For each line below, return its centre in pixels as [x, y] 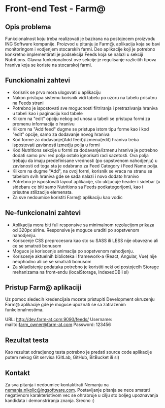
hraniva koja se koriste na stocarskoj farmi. [49, 65]
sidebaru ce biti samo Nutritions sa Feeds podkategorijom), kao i [78, 187]
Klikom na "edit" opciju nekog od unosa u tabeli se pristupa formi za [81, 119]
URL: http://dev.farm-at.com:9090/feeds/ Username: [59, 320]
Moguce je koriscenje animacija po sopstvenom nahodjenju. [73, 251]
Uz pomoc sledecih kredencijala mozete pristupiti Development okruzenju [80, 299]
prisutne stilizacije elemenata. [42, 192]
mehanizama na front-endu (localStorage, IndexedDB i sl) [70, 272]
